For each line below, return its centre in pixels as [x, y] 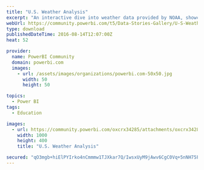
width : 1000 [32, 135]
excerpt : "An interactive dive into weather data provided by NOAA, [95, 18]
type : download [25, 29]
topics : [16, 96]
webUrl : [16, 23]
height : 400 [32, 141]
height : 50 [36, 85]
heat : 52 [17, 40]
